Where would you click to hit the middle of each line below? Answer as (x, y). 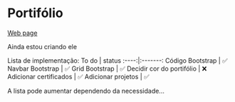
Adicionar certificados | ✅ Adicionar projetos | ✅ (78, 76)
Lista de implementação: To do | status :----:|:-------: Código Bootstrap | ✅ (117, 60)
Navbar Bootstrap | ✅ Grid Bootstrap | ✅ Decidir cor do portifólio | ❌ (107, 68)
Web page (22, 33)
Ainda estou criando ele (42, 46)
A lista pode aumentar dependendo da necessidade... (86, 91)
